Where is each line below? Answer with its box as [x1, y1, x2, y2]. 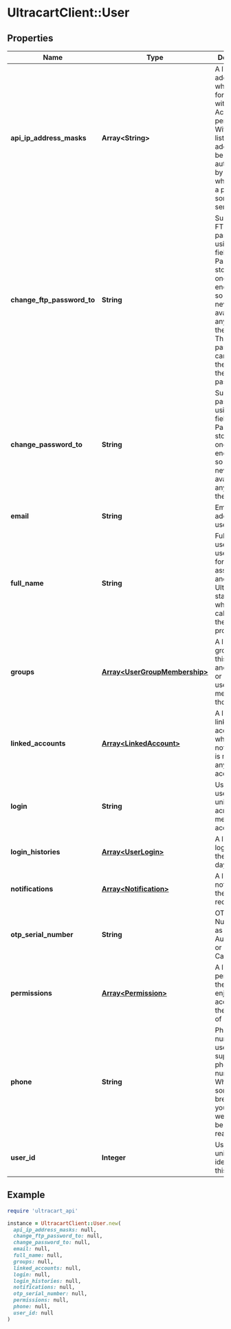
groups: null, [13, 1258, 54, 1265]
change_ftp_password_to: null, [13, 1233, 103, 1239]
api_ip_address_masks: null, [13, 1226, 97, 1233]
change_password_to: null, [13, 1239, 91, 1246]
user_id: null [13, 1309, 54, 1317]
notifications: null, [13, 1284, 76, 1291]
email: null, [13, 1246, 51, 1253]
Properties [7, 32, 54, 44]
